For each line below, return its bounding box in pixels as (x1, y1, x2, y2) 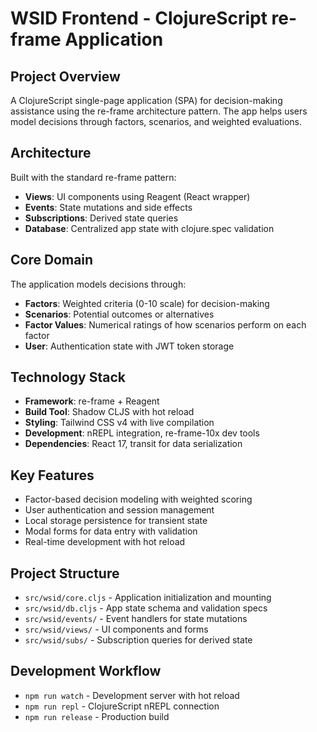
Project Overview (10, 68, 121, 85)
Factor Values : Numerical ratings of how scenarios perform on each (24, 318, 307, 331)
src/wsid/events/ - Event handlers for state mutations (24, 613, 248, 625)
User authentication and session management (24, 504, 215, 516)
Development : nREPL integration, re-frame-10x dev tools (24, 427, 260, 439)
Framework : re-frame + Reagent (24, 395, 160, 407)
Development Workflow (10, 663, 162, 680)
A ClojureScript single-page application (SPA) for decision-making (10, 95, 283, 106)
